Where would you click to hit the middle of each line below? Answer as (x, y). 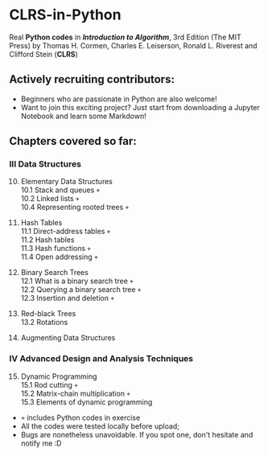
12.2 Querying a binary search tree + (81, 290)
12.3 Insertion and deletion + (68, 298)
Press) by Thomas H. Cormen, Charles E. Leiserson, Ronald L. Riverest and (133, 45)
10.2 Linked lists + (50, 199)
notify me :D (41, 443)
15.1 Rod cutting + (49, 384)
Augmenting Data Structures (68, 338)
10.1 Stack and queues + (60, 190)
